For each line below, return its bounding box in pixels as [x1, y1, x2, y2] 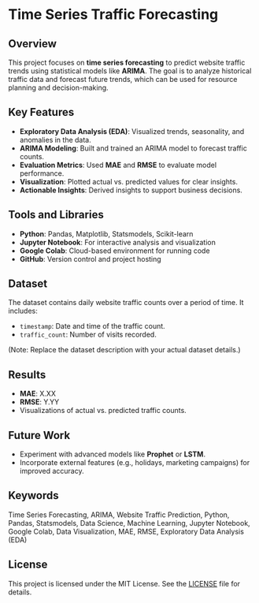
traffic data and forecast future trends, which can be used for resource [8, 75, 238, 84]
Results [8, 368, 46, 382]
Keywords [8, 489, 59, 502]
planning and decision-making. [8, 83, 109, 92]
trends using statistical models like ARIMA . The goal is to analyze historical [8, 66, 252, 76]
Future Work [8, 428, 71, 442]
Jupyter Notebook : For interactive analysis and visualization [19, 237, 216, 247]
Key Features [8, 106, 75, 119]
